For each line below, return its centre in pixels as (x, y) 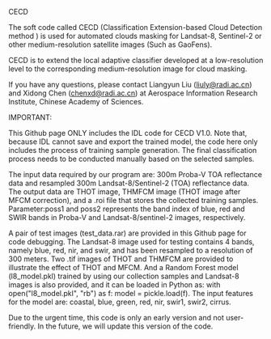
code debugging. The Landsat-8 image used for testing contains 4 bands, (131, 242)
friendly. (22, 326)
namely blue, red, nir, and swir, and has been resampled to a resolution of (131, 250)
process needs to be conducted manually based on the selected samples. (131, 159)
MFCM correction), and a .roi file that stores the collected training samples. (133, 200)
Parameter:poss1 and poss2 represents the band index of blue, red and (127, 209)
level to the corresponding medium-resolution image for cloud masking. (128, 69)
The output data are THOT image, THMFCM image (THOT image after (125, 192)
